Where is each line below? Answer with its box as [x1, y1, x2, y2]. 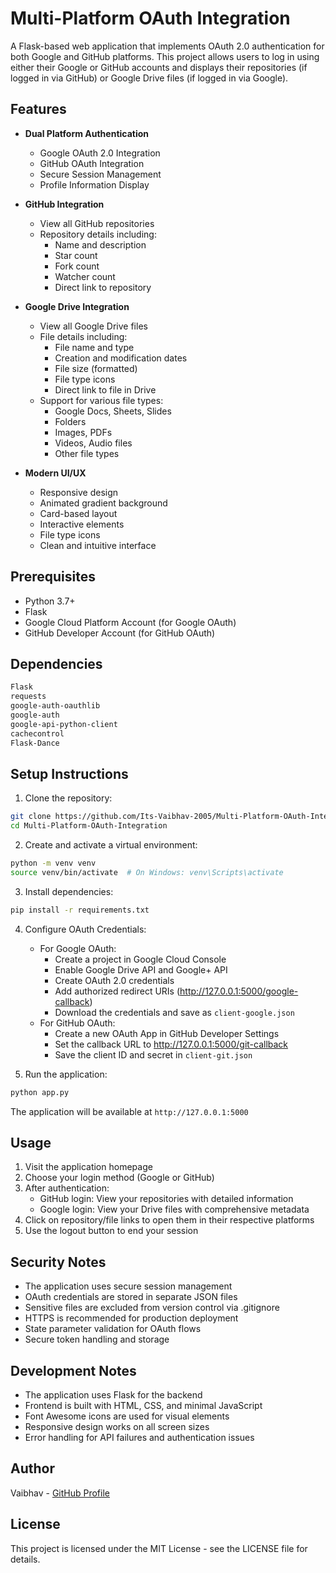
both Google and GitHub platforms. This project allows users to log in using [10, 50, 320, 62]
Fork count [54, 260, 100, 272]
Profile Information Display [39, 178, 150, 191]
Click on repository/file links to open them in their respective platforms [24, 1214, 315, 1226]
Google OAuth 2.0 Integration [39, 147, 161, 159]
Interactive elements [39, 518, 125, 530]
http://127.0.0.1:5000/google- [179, 985, 299, 997]
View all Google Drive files [39, 320, 148, 332]
